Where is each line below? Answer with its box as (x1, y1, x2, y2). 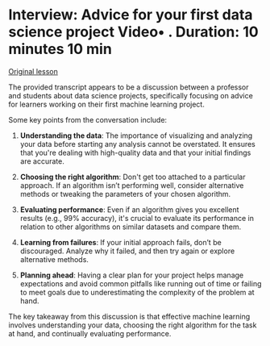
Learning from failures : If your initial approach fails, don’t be (19, 237, 222, 247)
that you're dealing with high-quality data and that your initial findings (19, 148, 251, 157)
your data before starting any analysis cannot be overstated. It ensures (19, 139, 256, 148)
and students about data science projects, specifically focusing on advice (8, 90, 254, 100)
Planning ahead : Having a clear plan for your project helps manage (19, 270, 244, 280)
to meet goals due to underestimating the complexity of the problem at (19, 287, 255, 297)
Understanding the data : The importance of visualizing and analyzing (19, 131, 253, 140)
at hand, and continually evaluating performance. (8, 328, 172, 338)
